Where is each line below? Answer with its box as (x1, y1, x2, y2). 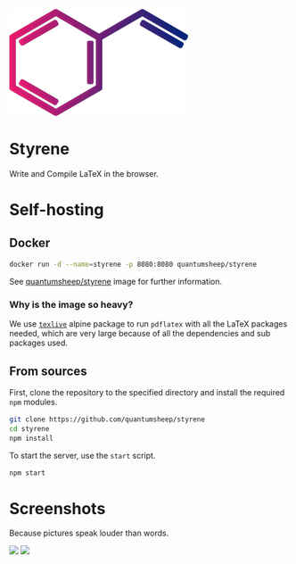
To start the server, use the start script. (9, 450, 156, 460)
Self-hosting (9, 200, 104, 220)
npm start (9, 469, 46, 477)
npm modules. (9, 396, 58, 407)
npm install (9, 434, 53, 443)
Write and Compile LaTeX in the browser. (9, 168, 159, 178)
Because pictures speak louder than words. (9, 527, 169, 539)
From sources (9, 363, 87, 378)
